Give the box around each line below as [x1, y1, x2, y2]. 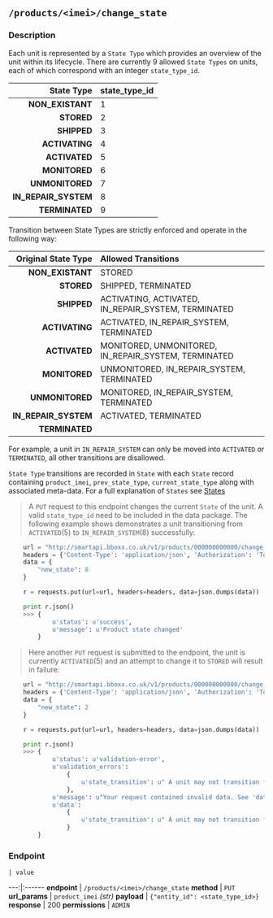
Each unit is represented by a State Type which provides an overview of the [8, 48, 262, 58]
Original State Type [15, 253, 93, 264]
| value [8, 868, 35, 877]
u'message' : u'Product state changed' [51, 625, 184, 633]
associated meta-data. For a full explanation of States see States [8, 485, 226, 495]
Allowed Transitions [100, 253, 180, 264]
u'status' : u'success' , [51, 618, 132, 626]
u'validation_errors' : [51, 763, 129, 772]
